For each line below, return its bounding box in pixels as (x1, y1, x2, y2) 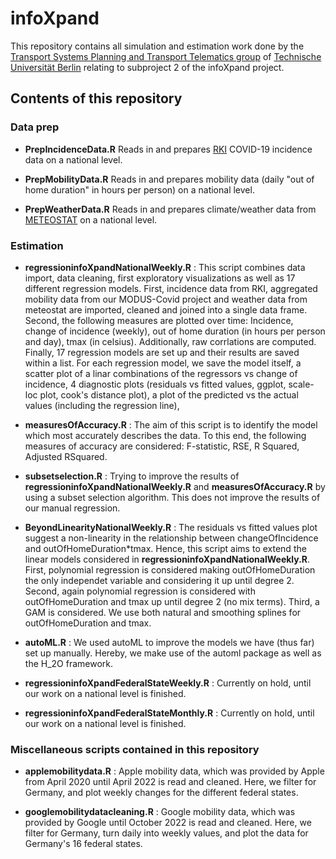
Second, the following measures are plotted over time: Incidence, (24, 314, 294, 326)
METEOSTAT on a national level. (24, 213, 158, 226)
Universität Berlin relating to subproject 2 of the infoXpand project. (10, 61, 285, 73)
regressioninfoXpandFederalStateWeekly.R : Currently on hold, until (24, 677, 312, 689)
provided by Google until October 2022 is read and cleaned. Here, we (24, 817, 312, 829)
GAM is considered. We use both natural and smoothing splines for (24, 606, 302, 618)
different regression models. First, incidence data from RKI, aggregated (24, 282, 318, 294)
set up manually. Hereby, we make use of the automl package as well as (24, 647, 322, 659)
